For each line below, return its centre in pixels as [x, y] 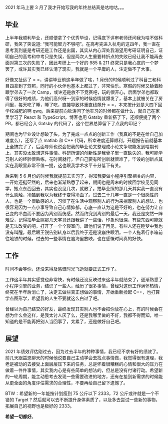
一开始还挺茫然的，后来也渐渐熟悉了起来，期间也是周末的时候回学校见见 [79, 182]
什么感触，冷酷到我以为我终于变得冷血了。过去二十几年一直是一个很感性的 [82, 195]
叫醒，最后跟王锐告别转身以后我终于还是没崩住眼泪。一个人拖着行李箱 [86, 232]
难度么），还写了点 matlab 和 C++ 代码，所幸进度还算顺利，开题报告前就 [79, 140]
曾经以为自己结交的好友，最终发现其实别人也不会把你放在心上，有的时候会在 [84, 309]
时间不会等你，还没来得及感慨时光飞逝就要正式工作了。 [62, 269]
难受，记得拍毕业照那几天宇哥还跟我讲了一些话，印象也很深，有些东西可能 [82, 220]
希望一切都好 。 [20, 416]
